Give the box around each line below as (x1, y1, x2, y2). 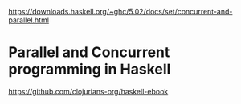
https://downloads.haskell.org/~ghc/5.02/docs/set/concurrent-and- (8, 7, 233, 16)
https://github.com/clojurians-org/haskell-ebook (8, 86, 169, 96)
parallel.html (8, 15, 50, 25)
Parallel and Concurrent (8, 43, 170, 62)
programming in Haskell (8, 60, 171, 78)
